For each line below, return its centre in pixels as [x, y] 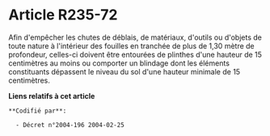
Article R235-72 [63, 15]
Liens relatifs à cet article [52, 96]
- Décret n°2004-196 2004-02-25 [70, 125]
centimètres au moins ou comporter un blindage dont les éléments [119, 63]
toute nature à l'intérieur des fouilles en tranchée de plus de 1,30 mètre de [131, 45]
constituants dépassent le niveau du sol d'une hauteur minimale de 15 [124, 71]
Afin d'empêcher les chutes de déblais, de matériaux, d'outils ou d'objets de [135, 37]
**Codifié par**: [38, 111]
